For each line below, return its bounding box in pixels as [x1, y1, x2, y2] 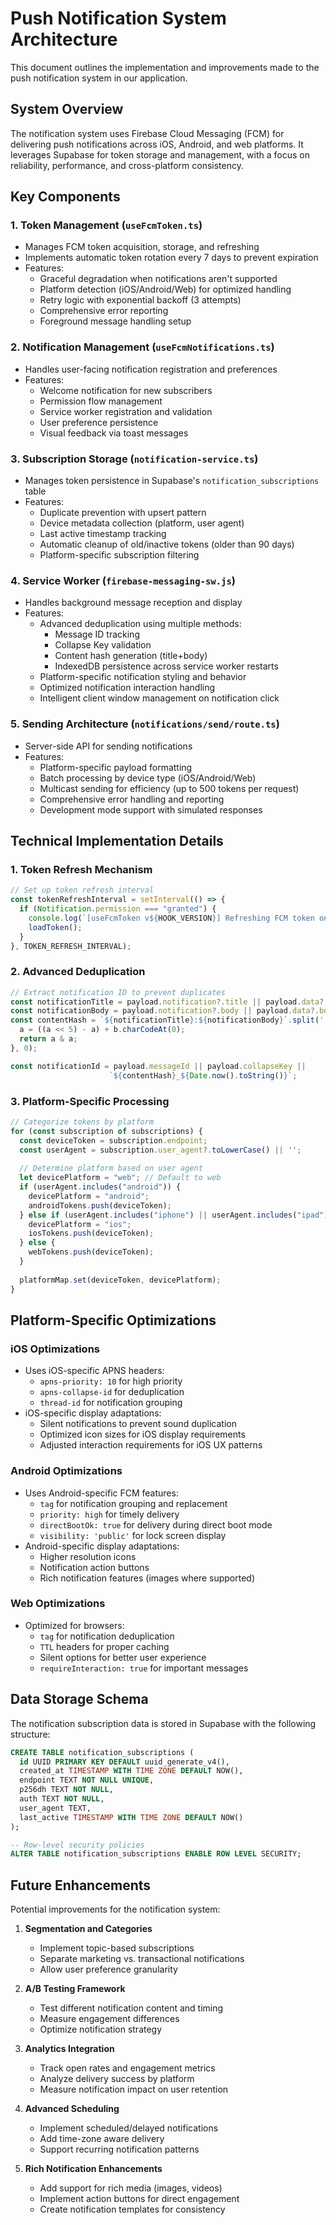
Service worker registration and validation [39, 405, 213, 417]
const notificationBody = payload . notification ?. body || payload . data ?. [10, 1006, 320, 1016]
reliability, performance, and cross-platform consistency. [10, 159, 245, 171]
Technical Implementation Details [10, 833, 224, 850]
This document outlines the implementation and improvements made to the [10, 61, 320, 73]
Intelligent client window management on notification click [39, 692, 280, 704]
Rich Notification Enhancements [24, 2163, 163, 2175]
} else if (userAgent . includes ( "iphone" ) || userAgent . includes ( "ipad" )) [19, 1210, 333, 1220]
